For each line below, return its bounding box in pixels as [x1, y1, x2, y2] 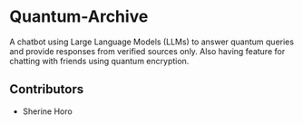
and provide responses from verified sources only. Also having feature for [9, 45, 286, 56]
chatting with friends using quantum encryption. [9, 55, 190, 66]
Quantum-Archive [9, 6, 149, 27]
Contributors [9, 81, 84, 97]
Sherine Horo [22, 106, 73, 117]
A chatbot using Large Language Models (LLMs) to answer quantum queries [9, 36, 295, 47]
